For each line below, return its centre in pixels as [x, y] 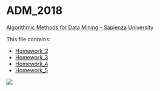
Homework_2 [32, 51]
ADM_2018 [34, 11]
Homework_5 [32, 70]
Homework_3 [32, 57]
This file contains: [28, 39]
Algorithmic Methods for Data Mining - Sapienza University [80, 27]
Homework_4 [32, 64]
